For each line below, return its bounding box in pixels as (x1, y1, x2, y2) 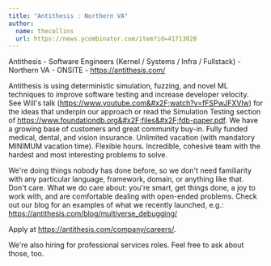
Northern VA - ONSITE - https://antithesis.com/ (8, 66, 166, 75)
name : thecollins (15, 27, 74, 35)
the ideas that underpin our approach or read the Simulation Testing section (8, 107, 261, 117)
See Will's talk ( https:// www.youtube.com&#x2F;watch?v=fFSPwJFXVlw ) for (8, 98, 263, 108)
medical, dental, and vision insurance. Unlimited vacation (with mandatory (8, 133, 256, 143)
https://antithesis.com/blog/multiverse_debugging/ (8, 208, 178, 219)
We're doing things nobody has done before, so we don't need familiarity (8, 165, 252, 175)
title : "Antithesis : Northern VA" (8, 11, 129, 20)
